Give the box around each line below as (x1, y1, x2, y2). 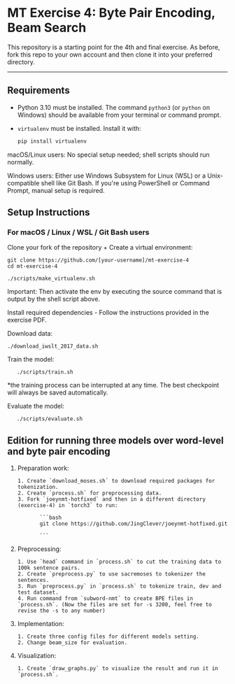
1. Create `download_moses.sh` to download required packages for (17, 478, 215, 485)
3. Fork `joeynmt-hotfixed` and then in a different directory (17, 496, 206, 503)
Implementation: (17, 620, 64, 628)
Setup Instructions (7, 206, 90, 218)
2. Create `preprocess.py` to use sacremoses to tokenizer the (17, 571, 206, 578)
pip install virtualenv (17, 138, 87, 145)
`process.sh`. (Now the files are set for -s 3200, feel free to (17, 601, 212, 608)
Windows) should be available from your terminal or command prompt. (17, 111, 222, 119)
